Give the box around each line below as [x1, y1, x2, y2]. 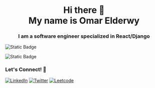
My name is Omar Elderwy [28, 15, 140, 26]
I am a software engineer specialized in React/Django [18, 33, 150, 40]
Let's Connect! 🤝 [5, 66, 46, 73]
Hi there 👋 [63, 4, 105, 16]
